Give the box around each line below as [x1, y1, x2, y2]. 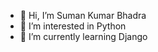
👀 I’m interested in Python [19, 20, 127, 32]
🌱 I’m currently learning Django [19, 31, 148, 42]
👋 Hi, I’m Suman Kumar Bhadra [19, 10, 147, 21]
